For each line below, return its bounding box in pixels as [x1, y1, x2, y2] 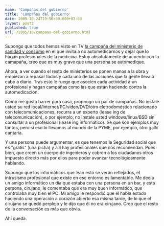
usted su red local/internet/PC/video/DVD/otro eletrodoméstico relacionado [5, 104, 158, 110]
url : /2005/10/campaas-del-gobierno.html [5, 30, 91, 35]
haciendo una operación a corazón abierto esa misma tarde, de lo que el [5, 196, 151, 201]
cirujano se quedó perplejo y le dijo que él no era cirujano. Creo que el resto [5, 201, 158, 206]
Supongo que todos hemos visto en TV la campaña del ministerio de [5, 44, 143, 49]
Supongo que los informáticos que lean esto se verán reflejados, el [5, 170, 141, 175]
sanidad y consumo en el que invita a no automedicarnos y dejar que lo [5, 48, 149, 54]
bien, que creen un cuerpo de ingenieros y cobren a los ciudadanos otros [5, 150, 153, 156]
